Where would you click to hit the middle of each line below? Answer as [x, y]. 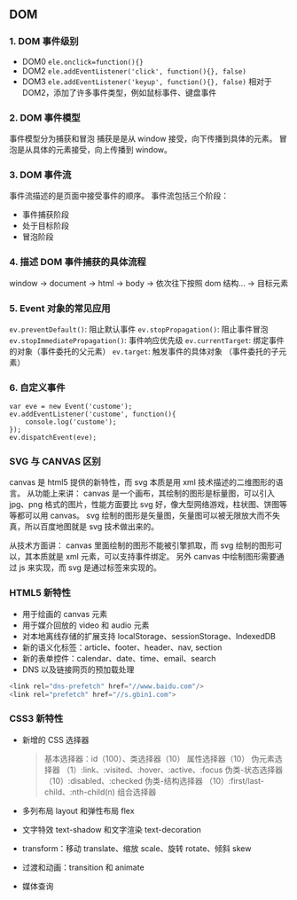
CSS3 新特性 [36, 719]
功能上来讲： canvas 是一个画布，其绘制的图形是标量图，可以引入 [154, 493]
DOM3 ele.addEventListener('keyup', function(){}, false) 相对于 [147, 81]
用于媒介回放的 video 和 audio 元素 [86, 625]
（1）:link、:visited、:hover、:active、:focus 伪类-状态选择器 [172, 770]
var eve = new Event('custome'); [71, 407]
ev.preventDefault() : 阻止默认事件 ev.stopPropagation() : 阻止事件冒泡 [139, 329]
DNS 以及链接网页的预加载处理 [78, 669]
